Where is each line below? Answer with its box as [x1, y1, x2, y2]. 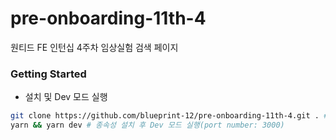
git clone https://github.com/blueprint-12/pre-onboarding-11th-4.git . [10, 111, 320, 121]
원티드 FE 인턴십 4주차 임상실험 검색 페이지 [10, 41, 179, 53]
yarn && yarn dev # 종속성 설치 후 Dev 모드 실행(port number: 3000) [10, 120, 285, 131]
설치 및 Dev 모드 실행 [24, 91, 108, 103]
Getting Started [10, 67, 87, 81]
